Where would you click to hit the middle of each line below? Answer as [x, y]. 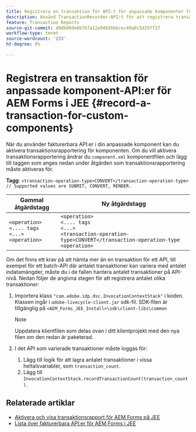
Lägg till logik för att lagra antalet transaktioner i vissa [87, 359]
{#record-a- [121, 103]
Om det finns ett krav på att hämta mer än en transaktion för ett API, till [91, 259]
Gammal [32, 200]
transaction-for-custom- [67, 116]
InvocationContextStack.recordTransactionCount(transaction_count [106, 379]
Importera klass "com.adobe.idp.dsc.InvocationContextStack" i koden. [99, 296]
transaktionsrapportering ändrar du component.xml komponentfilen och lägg [97, 156]
